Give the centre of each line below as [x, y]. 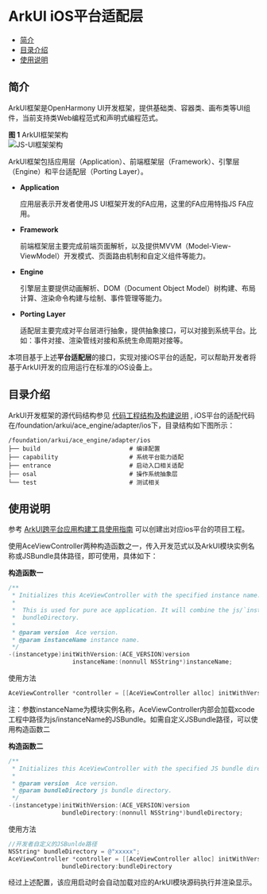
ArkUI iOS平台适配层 [76, 16]
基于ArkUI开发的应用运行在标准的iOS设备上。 [83, 367]
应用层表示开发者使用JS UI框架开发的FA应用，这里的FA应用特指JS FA [133, 203]
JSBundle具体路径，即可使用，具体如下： [90, 556]
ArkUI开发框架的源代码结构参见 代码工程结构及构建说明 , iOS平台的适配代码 [132, 415]
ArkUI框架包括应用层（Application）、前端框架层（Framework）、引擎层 [124, 161]
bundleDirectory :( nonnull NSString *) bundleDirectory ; [153, 813]
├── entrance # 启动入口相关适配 [96, 466]
